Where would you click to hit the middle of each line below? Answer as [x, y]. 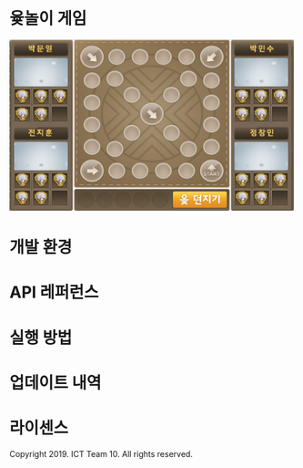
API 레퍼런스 [54, 292]
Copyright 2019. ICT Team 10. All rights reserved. [101, 453]
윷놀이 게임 [48, 19]
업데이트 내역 [56, 383]
